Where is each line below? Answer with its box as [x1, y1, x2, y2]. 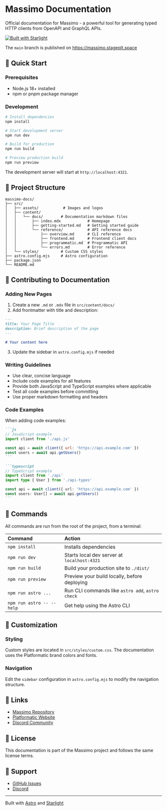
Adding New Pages [5, 291, 52, 298]
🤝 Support [5, 767, 37, 776]
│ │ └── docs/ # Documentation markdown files [5, 214, 128, 219]
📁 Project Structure [5, 184, 66, 192]
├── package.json [5, 258, 41, 263]
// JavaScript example [5, 432, 52, 437]
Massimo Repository [12, 709, 55, 715]
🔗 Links [5, 696, 28, 704]
